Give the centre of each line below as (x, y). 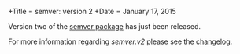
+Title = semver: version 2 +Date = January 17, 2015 (92, 11)
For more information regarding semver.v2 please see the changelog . (120, 41)
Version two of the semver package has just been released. (104, 26)
